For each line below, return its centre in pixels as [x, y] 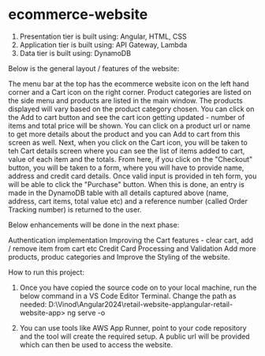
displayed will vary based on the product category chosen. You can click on [131, 109]
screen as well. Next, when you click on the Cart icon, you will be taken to [128, 142]
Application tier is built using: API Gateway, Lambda [103, 44]
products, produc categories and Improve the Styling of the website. [119, 257]
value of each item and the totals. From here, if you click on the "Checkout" [131, 159]
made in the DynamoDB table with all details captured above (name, [118, 193]
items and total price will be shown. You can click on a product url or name [129, 126]
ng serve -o [86, 313]
